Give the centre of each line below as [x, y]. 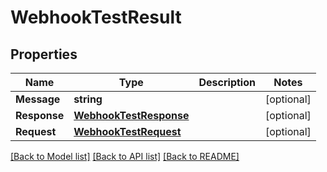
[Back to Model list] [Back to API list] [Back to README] [125, 156]
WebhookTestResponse [131, 115]
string [88, 99]
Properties [44, 54]
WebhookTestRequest [127, 131]
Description [227, 82]
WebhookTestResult [96, 17]
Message [38, 99]
